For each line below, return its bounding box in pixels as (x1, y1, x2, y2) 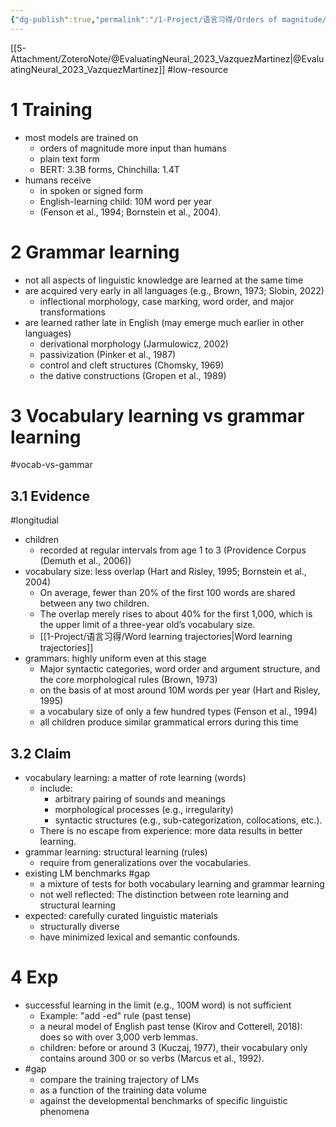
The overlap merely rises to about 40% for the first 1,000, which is (39, 608, 313, 620)
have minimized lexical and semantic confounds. (39, 931, 240, 943)
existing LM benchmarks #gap (24, 867, 151, 880)
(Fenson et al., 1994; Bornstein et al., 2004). (39, 206, 222, 218)
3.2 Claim (10, 745, 72, 762)
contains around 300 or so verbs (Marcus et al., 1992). (39, 1052, 265, 1064)
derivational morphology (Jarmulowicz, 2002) (39, 337, 229, 350)
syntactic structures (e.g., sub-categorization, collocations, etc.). (54, 814, 323, 826)
